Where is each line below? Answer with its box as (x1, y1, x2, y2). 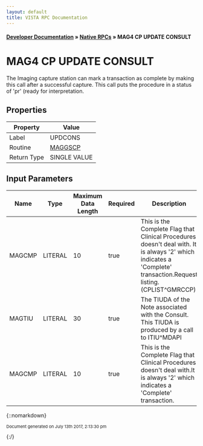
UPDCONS (50, 133, 80, 141)
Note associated (140, 303, 187, 311)
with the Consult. (140, 310, 189, 319)
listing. (140, 277, 159, 286)
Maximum (72, 192, 103, 200)
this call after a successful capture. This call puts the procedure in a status (6, 81, 192, 89)
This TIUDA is (140, 318, 179, 326)
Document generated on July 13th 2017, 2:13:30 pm (6, 423, 107, 430)
